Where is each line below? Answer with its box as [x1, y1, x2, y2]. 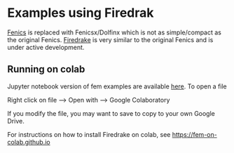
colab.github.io [7, 138, 50, 146]
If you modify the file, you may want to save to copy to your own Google [7, 109, 216, 117]
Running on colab [7, 63, 85, 75]
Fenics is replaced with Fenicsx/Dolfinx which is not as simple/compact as [7, 28, 222, 36]
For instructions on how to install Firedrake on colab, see [7, 130, 171, 138]
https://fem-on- [172, 130, 217, 138]
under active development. [7, 43, 85, 51]
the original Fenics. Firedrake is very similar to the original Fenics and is [7, 35, 214, 44]
